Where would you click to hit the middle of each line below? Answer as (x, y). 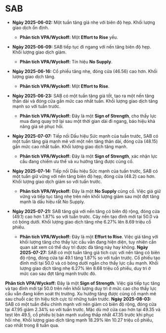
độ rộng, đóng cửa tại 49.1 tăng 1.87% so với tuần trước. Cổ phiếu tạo (90, 258)
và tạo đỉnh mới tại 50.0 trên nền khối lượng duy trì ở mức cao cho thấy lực (81, 288)
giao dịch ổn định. (31, 27)
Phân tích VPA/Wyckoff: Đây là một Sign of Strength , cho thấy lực (88, 116)
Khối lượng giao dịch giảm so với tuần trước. (57, 181)
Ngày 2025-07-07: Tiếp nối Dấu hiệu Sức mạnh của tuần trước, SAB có (85, 136)
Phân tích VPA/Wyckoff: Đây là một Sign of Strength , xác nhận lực (88, 156)
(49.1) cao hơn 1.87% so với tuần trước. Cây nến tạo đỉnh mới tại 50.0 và (85, 217)
